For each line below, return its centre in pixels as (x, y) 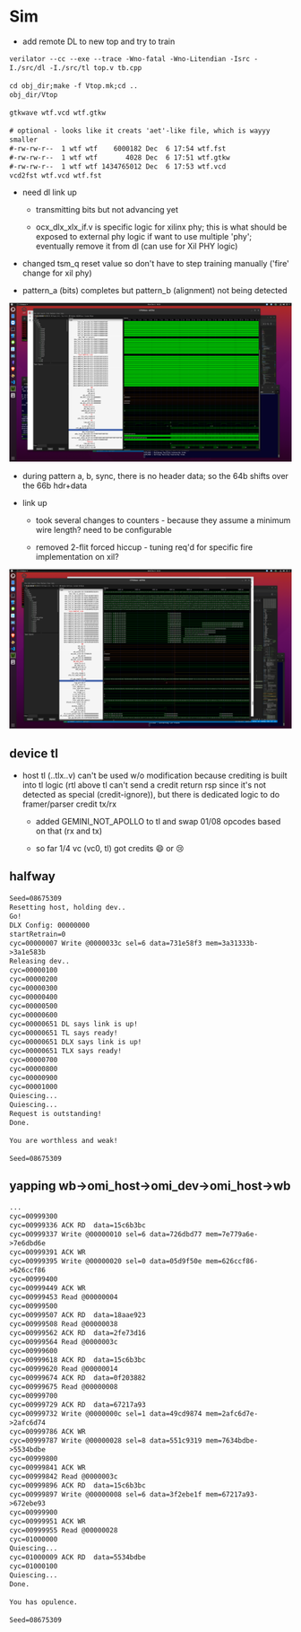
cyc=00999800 (34, 1459)
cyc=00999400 (34, 1279)
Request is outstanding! (56, 1113)
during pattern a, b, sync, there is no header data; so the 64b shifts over (155, 476)
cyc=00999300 (34, 1217)
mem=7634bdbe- (232, 1441)
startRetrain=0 (38, 934)
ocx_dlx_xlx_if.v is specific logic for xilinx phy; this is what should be (161, 227)
